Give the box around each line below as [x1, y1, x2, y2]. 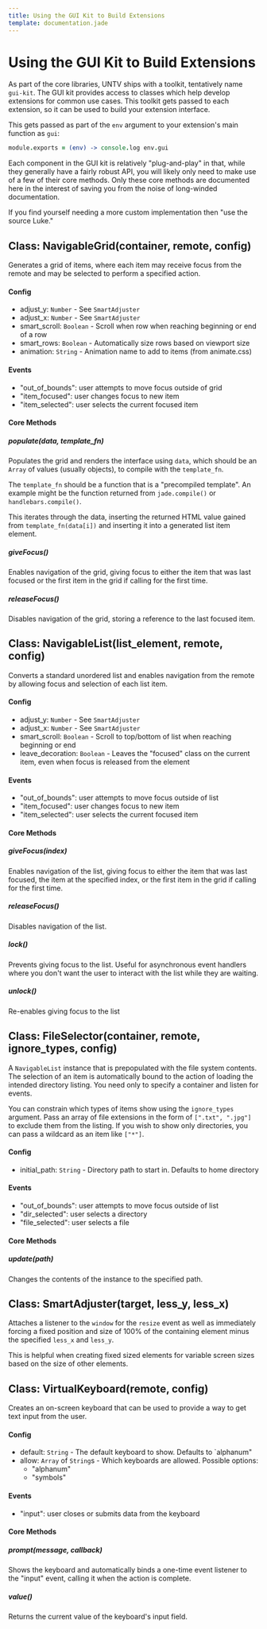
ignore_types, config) [8, 1042, 118, 1056]
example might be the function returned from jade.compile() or [8, 488, 216, 498]
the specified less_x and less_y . [8, 1335, 114, 1344]
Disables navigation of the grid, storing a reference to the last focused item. [8, 614, 256, 624]
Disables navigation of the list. [8, 921, 107, 931]
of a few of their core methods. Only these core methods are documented [8, 176, 250, 185]
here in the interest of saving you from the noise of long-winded [8, 184, 218, 193]
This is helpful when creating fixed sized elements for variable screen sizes [8, 1351, 255, 1360]
